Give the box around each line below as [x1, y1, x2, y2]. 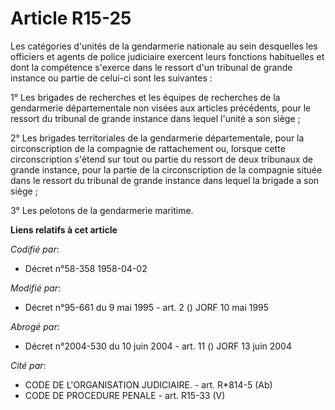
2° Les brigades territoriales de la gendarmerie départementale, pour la [10, 132, 305, 144]
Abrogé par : [10, 320, 60, 332]
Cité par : [10, 359, 47, 371]
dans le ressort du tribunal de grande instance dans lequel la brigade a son [10, 174, 320, 186]
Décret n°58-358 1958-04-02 [24, 262, 148, 274]
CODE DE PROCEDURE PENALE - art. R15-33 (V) [24, 389, 226, 401]
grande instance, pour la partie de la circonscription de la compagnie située [10, 163, 323, 176]
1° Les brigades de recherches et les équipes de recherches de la [10, 91, 281, 103]
